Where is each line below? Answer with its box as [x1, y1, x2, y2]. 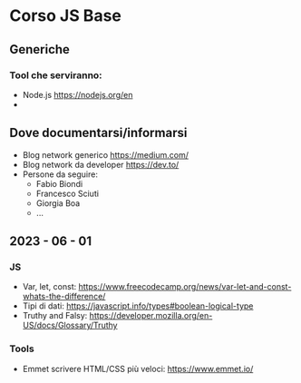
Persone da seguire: [22, 169, 98, 180]
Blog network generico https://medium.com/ [22, 149, 189, 160]
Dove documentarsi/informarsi [9, 125, 188, 141]
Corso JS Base [9, 5, 122, 26]
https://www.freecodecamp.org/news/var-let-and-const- [78, 281, 292, 292]
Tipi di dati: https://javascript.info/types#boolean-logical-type [22, 300, 254, 311]
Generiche [9, 42, 71, 57]
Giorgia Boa [35, 197, 81, 209]
